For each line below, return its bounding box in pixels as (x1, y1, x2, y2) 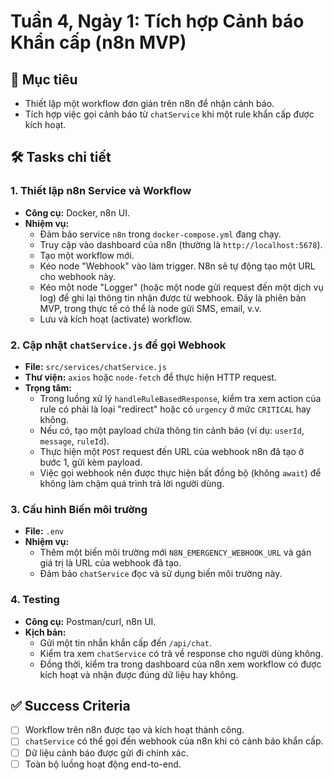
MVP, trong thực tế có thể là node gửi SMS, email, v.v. (39, 302, 262, 314)
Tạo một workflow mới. (39, 249, 135, 261)
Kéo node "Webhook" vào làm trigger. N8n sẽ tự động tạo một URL (39, 260, 316, 272)
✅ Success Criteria (10, 697, 131, 714)
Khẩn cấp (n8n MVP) (10, 31, 187, 54)
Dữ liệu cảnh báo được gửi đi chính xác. (24, 746, 189, 759)
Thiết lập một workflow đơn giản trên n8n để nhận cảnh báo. (24, 98, 275, 109)
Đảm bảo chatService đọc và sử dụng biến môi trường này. (39, 568, 283, 580)
